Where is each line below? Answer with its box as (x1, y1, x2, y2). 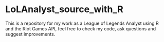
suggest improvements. (5, 31, 56, 37)
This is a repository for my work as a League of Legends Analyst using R (5, 20, 159, 26)
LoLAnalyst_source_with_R (5, 4, 123, 15)
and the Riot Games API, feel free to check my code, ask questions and (5, 25, 156, 31)
